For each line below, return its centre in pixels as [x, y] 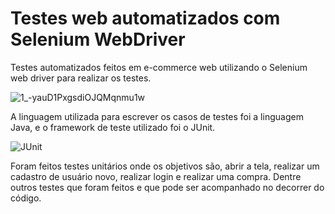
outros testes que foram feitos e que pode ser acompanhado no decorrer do [167, 187]
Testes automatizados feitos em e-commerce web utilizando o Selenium [159, 67]
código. [26, 198]
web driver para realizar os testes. [81, 78]
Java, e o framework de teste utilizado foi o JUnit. [113, 127]
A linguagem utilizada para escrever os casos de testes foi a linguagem [157, 116]
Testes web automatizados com [145, 18]
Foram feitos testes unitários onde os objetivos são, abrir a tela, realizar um [165, 166]
